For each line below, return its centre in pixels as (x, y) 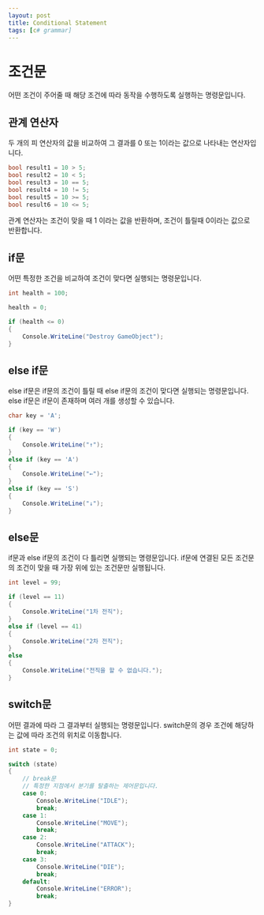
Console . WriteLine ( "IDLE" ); (82, 800)
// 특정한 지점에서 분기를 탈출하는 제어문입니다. (91, 786)
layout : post (30, 15)
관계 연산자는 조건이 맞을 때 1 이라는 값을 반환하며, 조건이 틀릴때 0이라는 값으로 (129, 220)
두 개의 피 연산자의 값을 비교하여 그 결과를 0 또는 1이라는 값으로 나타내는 (119, 143)
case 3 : (35, 859)
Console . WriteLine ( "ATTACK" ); (86, 845)
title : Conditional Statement (58, 23)
